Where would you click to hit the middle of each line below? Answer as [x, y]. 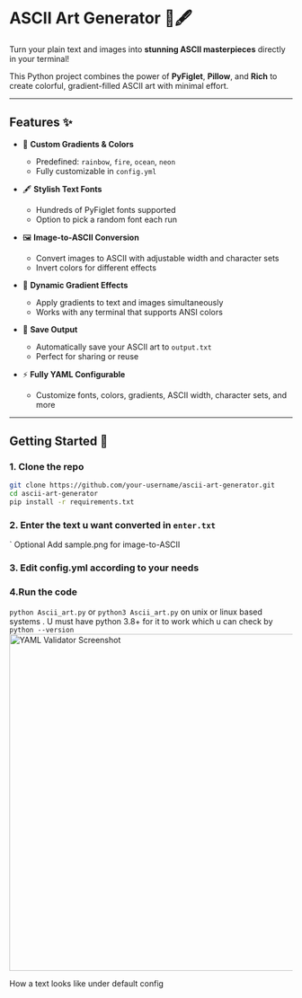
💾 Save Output [50, 329]
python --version [42, 630]
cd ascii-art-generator [54, 494]
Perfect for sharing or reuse [87, 356]
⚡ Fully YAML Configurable [74, 374]
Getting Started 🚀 [59, 442]
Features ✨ [41, 123]
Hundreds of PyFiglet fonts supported [106, 209]
